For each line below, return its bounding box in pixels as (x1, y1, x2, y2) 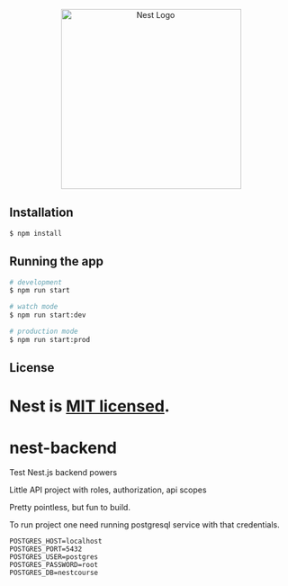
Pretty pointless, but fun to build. (9, 502, 130, 513)
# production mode (9, 327, 78, 336)
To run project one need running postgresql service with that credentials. (9, 519, 281, 530)
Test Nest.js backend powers (9, 467, 118, 478)
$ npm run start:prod (9, 335, 91, 344)
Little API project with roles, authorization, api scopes (9, 484, 207, 495)
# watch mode (9, 302, 58, 311)
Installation (9, 205, 74, 221)
